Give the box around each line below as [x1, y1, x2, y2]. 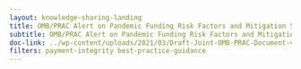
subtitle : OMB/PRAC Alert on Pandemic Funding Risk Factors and [9, 30, 254, 39]
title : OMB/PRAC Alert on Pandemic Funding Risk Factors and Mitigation [9, 22, 287, 30]
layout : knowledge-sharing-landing [9, 13, 142, 22]
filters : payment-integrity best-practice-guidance [9, 47, 206, 56]
